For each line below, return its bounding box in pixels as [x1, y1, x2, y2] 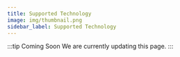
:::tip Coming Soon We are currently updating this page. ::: [7, 42, 174, 51]
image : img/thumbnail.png [7, 17, 82, 24]
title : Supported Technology [7, 10, 92, 17]
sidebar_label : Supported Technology [7, 23, 117, 30]
